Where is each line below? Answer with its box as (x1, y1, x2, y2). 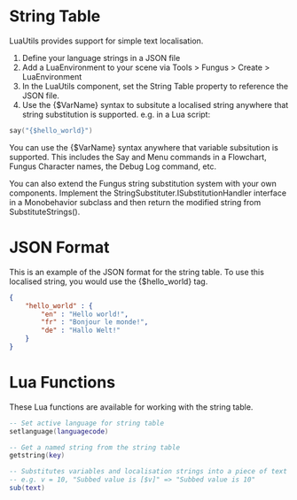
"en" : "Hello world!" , (41, 310, 129, 319)
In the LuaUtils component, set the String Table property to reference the (21, 81, 289, 91)
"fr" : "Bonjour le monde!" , (41, 318, 149, 327)
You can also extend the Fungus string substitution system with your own (9, 178, 277, 188)
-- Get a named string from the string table (9, 442, 180, 452)
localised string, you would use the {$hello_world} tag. (9, 276, 208, 287)
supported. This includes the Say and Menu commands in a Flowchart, (9, 151, 268, 162)
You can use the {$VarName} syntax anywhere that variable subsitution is (9, 142, 279, 152)
